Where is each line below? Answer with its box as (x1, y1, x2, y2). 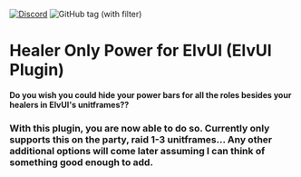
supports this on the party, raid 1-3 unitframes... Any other (9, 133, 273, 145)
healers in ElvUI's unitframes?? (9, 99, 130, 110)
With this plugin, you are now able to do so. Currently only (9, 122, 270, 134)
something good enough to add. (9, 155, 154, 168)
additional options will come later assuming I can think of (9, 144, 266, 157)
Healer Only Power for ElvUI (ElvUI (9, 41, 272, 61)
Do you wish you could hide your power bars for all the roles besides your (9, 89, 292, 100)
